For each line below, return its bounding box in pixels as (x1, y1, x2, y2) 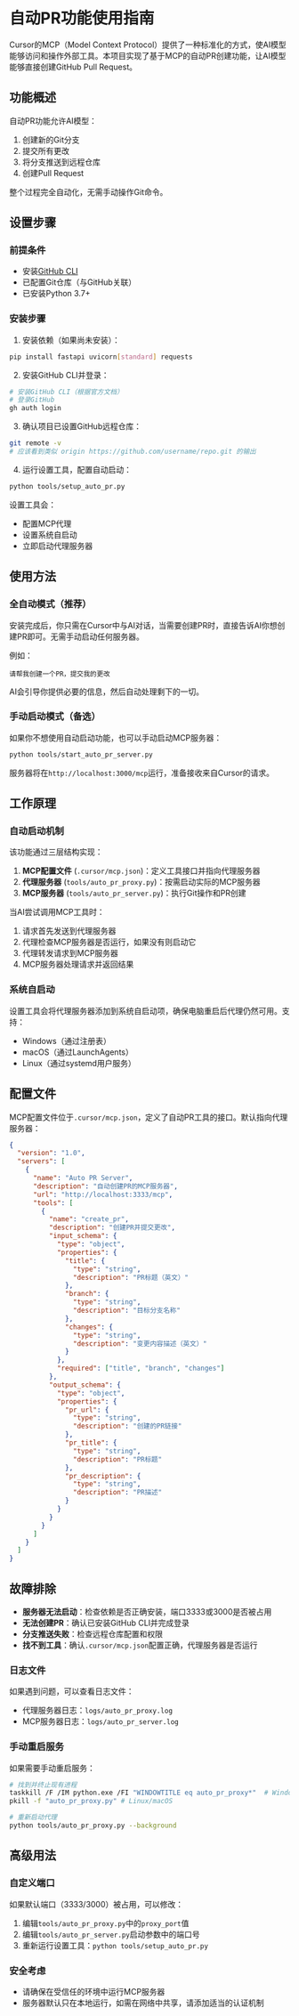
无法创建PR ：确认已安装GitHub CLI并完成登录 (21, 1617, 190, 1628)
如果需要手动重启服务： (9, 1762, 95, 1773)
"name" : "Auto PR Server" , (32, 1174, 133, 1183)
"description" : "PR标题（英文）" (72, 1273, 189, 1282)
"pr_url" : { (65, 1405, 109, 1414)
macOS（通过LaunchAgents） (21, 1047, 133, 1057)
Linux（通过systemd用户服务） (21, 1057, 136, 1068)
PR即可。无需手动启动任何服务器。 (16, 631, 144, 642)
